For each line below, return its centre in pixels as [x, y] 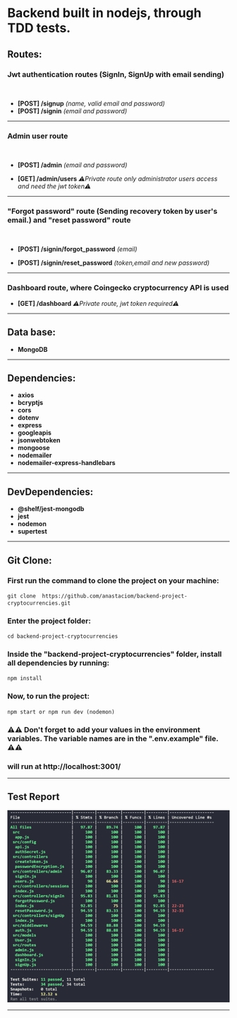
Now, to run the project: [49, 697]
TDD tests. [39, 28]
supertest [32, 532]
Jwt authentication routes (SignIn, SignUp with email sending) [116, 74]
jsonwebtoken [39, 440]
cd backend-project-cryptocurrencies [63, 636]
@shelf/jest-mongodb [51, 509]
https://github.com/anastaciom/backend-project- [115, 596]
